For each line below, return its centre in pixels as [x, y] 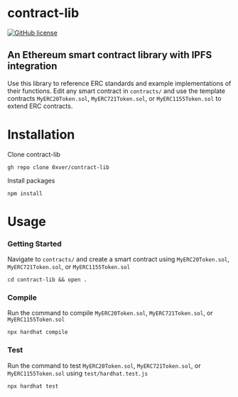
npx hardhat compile [38, 332]
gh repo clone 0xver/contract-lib [59, 167]
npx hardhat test [33, 386]
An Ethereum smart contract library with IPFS [110, 55]
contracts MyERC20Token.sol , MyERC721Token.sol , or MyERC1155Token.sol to [114, 98]
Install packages [31, 180]
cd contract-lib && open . [47, 280]
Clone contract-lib [34, 154]
